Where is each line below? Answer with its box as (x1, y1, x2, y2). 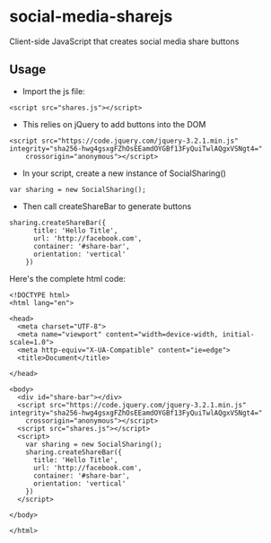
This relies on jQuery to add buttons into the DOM (22, 118, 206, 129)
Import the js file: (22, 85, 85, 96)
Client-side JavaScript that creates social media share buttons (9, 36, 240, 47)
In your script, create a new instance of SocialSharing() (22, 168, 227, 179)
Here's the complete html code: (9, 273, 126, 284)
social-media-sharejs (9, 6, 173, 27)
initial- (222, 329, 255, 338)
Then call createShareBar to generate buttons (22, 200, 192, 212)
